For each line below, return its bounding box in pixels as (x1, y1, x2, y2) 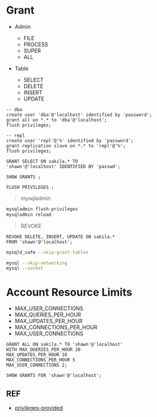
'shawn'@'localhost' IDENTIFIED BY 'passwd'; (6, 163, 120, 169)
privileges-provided (14, 405, 63, 412)
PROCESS (23, 41, 49, 48)
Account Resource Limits (6, 285, 132, 299)
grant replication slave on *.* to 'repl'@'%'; (6, 143, 126, 148)
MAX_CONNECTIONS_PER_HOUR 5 (6, 357, 76, 363)
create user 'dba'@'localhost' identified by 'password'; (6, 112, 152, 118)
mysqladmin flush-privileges (6, 206, 78, 212)
